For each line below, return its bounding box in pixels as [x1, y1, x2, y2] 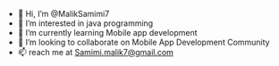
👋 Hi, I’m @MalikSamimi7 [17, 9, 110, 19]
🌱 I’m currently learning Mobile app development [17, 28, 199, 37]
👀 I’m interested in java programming [17, 18, 154, 29]
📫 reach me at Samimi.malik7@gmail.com [17, 47, 174, 57]
